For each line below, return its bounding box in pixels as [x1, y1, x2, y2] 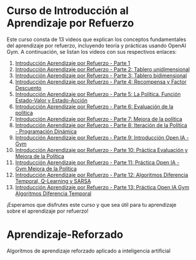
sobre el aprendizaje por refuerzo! [6, 207, 89, 214]
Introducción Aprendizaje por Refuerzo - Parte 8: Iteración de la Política [15, 122, 187, 129]
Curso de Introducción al [6, 4, 129, 18]
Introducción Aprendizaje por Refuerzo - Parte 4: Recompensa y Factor [15, 78, 187, 85]
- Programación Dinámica [15, 127, 77, 135]
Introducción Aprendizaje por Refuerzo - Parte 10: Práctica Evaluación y [15, 146, 188, 153]
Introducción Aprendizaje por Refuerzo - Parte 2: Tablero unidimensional [15, 65, 190, 72]
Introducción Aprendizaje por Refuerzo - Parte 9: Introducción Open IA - [15, 134, 189, 141]
